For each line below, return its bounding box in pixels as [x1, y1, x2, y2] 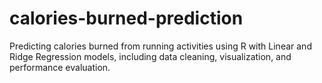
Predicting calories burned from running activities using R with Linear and [9, 40, 312, 52]
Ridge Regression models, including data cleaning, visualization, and [9, 50, 292, 62]
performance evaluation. [9, 61, 111, 73]
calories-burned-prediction [9, 7, 244, 30]
